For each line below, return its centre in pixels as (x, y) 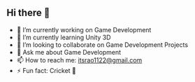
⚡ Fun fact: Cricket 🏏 (46, 70)
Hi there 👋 (28, 13)
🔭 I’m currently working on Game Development (84, 29)
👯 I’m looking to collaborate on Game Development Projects (102, 45)
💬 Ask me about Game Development (69, 52)
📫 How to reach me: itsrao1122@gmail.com (79, 60)
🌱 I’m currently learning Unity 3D (64, 37)
